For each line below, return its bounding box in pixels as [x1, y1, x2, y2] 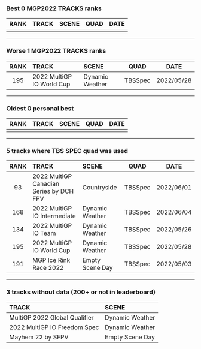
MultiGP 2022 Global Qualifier [9, 314, 94, 322]
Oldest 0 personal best [6, 104, 74, 112]
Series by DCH [32, 187, 74, 195]
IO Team [32, 229, 56, 237]
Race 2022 [32, 264, 64, 272]
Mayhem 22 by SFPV [9, 333, 69, 341]
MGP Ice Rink [32, 256, 71, 264]
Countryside [82, 183, 117, 192]
